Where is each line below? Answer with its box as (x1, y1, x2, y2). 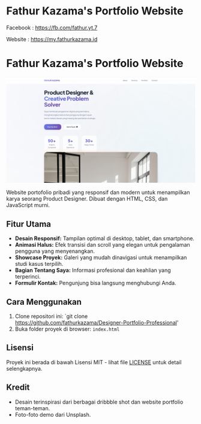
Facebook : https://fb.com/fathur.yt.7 (6, 24, 98, 31)
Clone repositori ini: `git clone (14, 313, 88, 320)
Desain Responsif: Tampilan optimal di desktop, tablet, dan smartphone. (14, 235, 195, 242)
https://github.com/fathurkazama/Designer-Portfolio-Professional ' (14, 319, 179, 326)
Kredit (6, 382, 30, 393)
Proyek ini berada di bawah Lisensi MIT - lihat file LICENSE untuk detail (6, 358, 182, 366)
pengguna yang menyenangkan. (14, 247, 95, 255)
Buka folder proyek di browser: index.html (14, 325, 120, 332)
